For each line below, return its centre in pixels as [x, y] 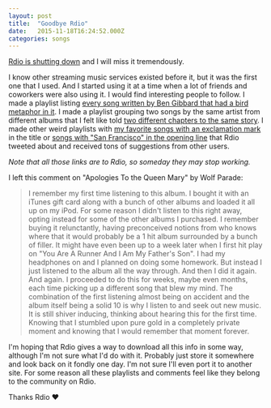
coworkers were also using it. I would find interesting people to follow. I [127, 95]
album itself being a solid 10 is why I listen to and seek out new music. [144, 306]
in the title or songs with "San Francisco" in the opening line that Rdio [124, 138]
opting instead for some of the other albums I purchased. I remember [143, 219]
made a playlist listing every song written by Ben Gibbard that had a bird [129, 103]
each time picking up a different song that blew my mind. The [130, 288]
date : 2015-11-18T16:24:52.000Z [67, 31]
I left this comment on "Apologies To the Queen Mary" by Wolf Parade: [126, 178]
